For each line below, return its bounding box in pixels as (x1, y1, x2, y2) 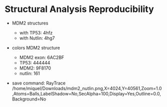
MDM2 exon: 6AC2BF (19, 54, 65, 60)
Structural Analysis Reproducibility (5, 3, 154, 15)
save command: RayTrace (12, 80, 66, 86)
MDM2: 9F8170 (19, 65, 51, 71)
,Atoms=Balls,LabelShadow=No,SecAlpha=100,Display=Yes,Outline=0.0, (12, 90, 161, 96)
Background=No (12, 96, 46, 102)
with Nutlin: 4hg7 (19, 35, 55, 41)
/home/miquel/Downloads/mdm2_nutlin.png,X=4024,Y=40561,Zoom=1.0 (12, 85, 162, 91)
